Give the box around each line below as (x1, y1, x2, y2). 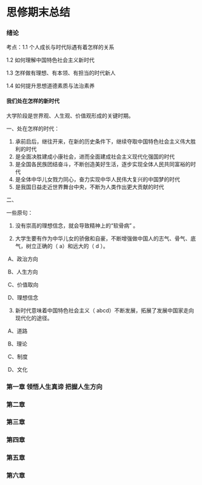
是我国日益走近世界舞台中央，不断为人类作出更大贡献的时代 (15, 183, 164, 190)
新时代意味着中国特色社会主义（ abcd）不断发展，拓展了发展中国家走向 (15, 307, 194, 314)
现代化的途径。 (15, 314, 53, 321)
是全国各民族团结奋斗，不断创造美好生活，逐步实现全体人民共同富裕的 (15, 160, 191, 167)
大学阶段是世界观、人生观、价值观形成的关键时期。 (6, 112, 134, 119)
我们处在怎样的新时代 (6, 98, 59, 105)
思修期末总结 (6, 5, 71, 19)
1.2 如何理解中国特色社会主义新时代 (6, 56, 95, 64)
